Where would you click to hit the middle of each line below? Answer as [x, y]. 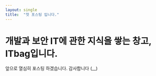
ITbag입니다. [32, 54]
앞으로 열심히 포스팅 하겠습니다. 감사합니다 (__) [51, 68]
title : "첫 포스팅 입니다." [32, 15]
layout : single [21, 10]
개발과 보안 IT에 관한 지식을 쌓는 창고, [79, 41]
